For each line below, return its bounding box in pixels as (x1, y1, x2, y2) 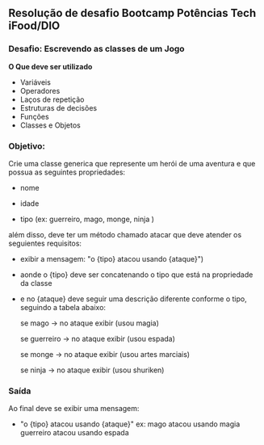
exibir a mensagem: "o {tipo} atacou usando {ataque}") (19, 254, 204, 263)
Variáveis (19, 77, 51, 87)
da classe (19, 278, 52, 288)
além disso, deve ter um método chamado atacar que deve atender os (8, 229, 242, 239)
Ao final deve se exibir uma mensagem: (8, 404, 140, 414)
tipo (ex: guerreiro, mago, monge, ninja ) (19, 214, 155, 224)
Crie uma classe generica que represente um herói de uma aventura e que (8, 158, 256, 168)
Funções (19, 111, 50, 121)
